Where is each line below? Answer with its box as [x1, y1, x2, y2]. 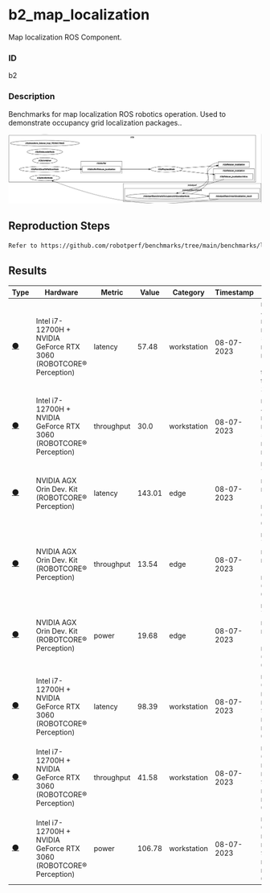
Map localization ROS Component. [8, 32, 122, 42]
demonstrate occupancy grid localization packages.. [8, 118, 182, 127]
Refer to [8, 242, 38, 250]
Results [8, 263, 47, 277]
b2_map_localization [8, 6, 150, 24]
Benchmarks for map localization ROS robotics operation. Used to [8, 109, 227, 118]
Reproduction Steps [8, 219, 110, 233]
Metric [100, 287, 124, 297]
